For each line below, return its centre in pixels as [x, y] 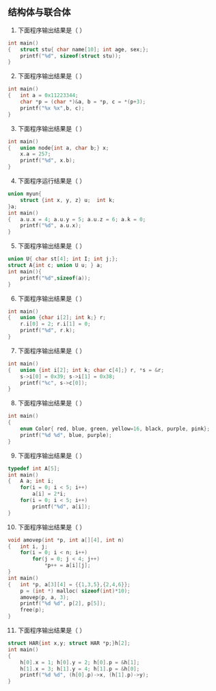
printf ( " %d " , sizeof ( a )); [55, 278]
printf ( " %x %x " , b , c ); [52, 108]
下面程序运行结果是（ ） [52, 181]
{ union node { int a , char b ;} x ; [58, 148]
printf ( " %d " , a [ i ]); [62, 506]
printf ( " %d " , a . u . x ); [51, 226]
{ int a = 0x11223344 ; [43, 96]
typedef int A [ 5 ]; [34, 468]
